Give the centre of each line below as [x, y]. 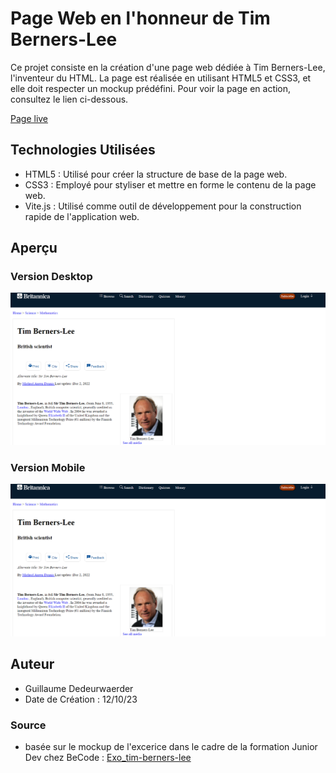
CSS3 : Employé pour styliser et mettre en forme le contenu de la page [170, 184]
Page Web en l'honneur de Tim [140, 18]
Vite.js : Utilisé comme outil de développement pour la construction [163, 206]
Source [28, 725]
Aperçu [34, 248]
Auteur [32, 664]
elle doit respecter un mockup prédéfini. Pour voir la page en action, [151, 88]
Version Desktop [51, 277]
